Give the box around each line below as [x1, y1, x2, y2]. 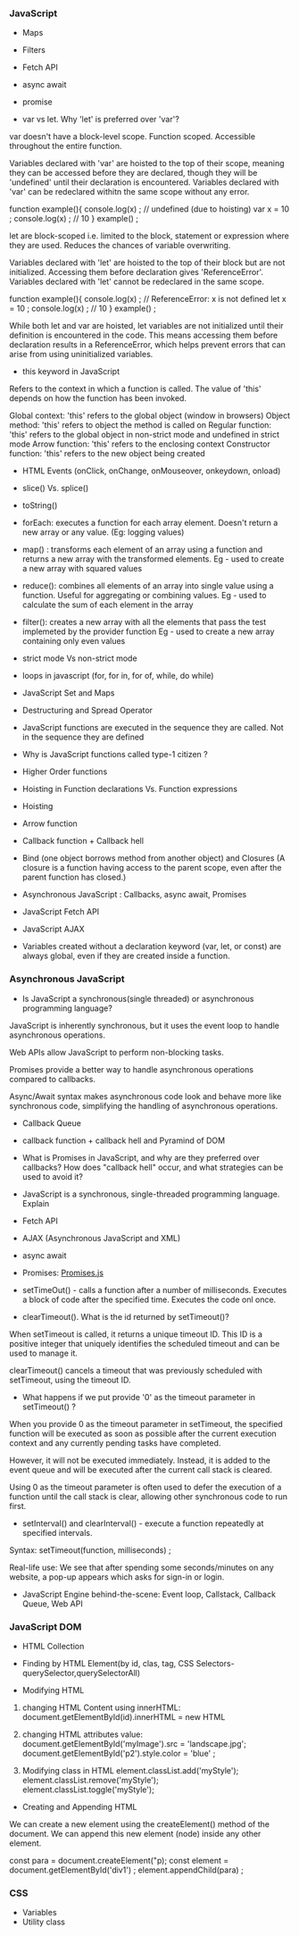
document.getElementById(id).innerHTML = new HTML [21, 1711, 226, 1722]
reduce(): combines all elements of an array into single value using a [21, 580, 274, 591]
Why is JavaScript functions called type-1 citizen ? [21, 749, 208, 760]
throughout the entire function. [9, 141, 122, 152]
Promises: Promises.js [21, 1267, 104, 1278]
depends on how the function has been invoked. [9, 393, 187, 404]
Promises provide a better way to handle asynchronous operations [9, 1064, 254, 1074]
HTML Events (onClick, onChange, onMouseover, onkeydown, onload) [21, 465, 281, 476]
